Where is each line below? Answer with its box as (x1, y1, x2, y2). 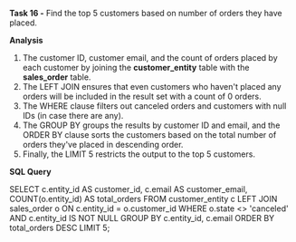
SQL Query (9, 167, 52, 177)
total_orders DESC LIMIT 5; (9, 222, 110, 233)
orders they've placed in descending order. (22, 140, 184, 150)
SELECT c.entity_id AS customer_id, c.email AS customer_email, (9, 184, 248, 194)
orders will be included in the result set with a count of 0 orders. (22, 91, 263, 102)
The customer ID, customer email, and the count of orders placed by (22, 53, 278, 63)
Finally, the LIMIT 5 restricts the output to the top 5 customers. (22, 149, 256, 160)
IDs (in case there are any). (22, 111, 124, 121)
